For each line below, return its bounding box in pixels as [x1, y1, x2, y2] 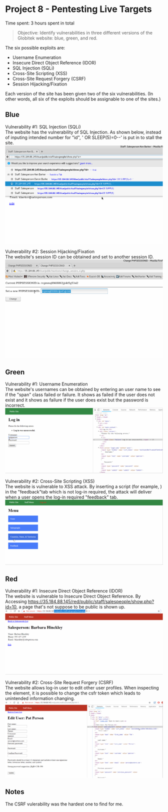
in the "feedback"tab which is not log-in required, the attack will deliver [5, 488, 152, 494]
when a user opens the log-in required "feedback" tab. [5, 494, 118, 500]
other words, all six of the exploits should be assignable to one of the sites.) [5, 96, 161, 102]
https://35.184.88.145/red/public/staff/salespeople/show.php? [27, 598, 154, 604]
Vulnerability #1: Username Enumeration [5, 381, 88, 387]
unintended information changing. [5, 695, 75, 701]
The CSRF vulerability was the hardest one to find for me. [5, 801, 123, 807]
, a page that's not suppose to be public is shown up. [16, 604, 125, 610]
